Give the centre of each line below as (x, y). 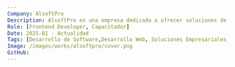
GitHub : (19, 53)
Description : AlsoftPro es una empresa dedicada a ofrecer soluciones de (117, 20)
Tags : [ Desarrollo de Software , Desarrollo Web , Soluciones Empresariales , (119, 40)
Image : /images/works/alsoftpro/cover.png (70, 46)
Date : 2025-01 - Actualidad (48, 33)
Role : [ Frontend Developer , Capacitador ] (69, 27)
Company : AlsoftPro (36, 14)
